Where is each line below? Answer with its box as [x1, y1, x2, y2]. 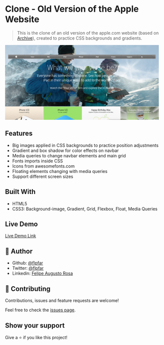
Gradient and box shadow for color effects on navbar [12, 148, 119, 153]
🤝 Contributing [5, 284, 51, 293]
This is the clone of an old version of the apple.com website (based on [17, 30, 159, 36]
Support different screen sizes [12, 173, 73, 179]
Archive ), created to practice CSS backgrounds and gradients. [17, 35, 143, 41]
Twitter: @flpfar [12, 265, 44, 271]
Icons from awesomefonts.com [12, 163, 75, 169]
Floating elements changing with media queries [12, 168, 108, 174]
